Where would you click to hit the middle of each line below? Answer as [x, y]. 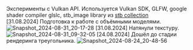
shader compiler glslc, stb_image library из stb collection [77, 15]
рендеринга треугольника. [41, 41]
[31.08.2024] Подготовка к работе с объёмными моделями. [84, 21]
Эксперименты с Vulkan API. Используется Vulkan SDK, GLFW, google [96, 9]
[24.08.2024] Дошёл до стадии [137, 34]
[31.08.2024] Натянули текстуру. [137, 28]
